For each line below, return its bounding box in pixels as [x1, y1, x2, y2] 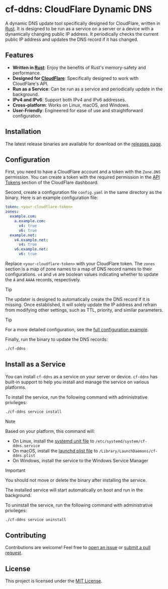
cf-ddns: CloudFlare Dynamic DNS [5, 4, 152, 15]
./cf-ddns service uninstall [5, 517, 66, 522]
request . [5, 550, 23, 556]
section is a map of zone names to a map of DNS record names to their [5, 266, 152, 272]
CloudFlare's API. [12, 80, 49, 86]
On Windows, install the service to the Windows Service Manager [12, 457, 148, 463]
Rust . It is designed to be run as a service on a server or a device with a [5, 25, 154, 31]
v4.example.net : [14, 237, 49, 242]
